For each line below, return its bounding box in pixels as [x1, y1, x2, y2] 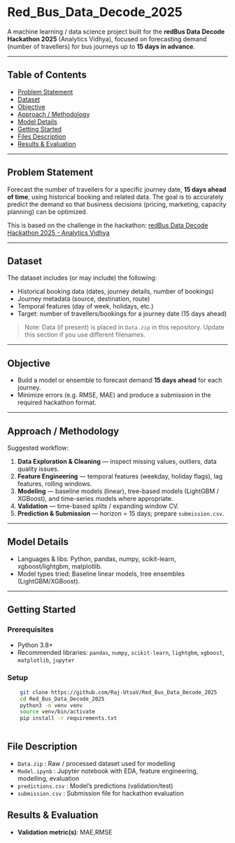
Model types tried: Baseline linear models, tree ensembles [17, 569, 185, 578]
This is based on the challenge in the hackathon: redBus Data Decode [7, 221, 208, 229]
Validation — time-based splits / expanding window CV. [17, 502, 180, 510]
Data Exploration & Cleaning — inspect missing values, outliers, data [17, 458, 217, 465]
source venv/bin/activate [20, 708, 96, 716]
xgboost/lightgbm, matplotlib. [17, 562, 103, 570]
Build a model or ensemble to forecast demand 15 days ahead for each [17, 376, 222, 385]
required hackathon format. [17, 398, 97, 406]
